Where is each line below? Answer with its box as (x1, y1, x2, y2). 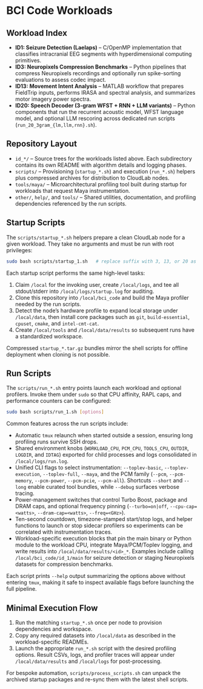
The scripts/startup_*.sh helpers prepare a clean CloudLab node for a (6, 234, 185, 241)
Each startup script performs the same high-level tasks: (6, 269, 145, 277)
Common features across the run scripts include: (6, 420, 128, 428)
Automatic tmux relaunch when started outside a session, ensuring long (15, 432, 193, 439)
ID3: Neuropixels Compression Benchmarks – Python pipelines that (15, 63, 187, 70)
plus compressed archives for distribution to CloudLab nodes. (15, 174, 170, 181)
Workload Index (6, 28, 68, 38)
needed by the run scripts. (15, 300, 82, 308)
